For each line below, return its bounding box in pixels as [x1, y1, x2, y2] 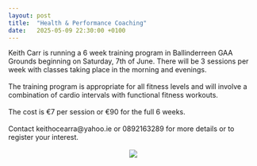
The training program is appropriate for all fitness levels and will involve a [8, 82, 247, 91]
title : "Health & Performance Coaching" [8, 19, 148, 27]
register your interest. [8, 133, 79, 142]
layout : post [8, 11, 52, 20]
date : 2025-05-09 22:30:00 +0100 [8, 26, 126, 34]
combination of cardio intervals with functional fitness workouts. [8, 91, 218, 100]
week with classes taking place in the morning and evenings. [8, 65, 208, 75]
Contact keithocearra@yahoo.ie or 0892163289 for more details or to [8, 124, 235, 133]
